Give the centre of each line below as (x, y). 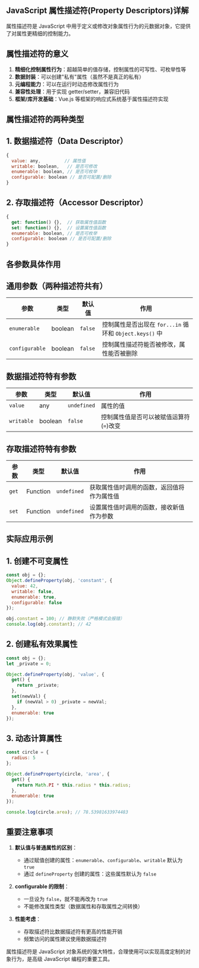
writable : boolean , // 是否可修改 (54, 166)
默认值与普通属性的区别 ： (46, 847)
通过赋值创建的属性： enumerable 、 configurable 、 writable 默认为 (103, 860)
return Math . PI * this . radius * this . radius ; (74, 785)
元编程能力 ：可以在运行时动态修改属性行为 (67, 84)
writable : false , (33, 591)
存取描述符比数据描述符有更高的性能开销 (73, 931)
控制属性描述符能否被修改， (141, 345)
